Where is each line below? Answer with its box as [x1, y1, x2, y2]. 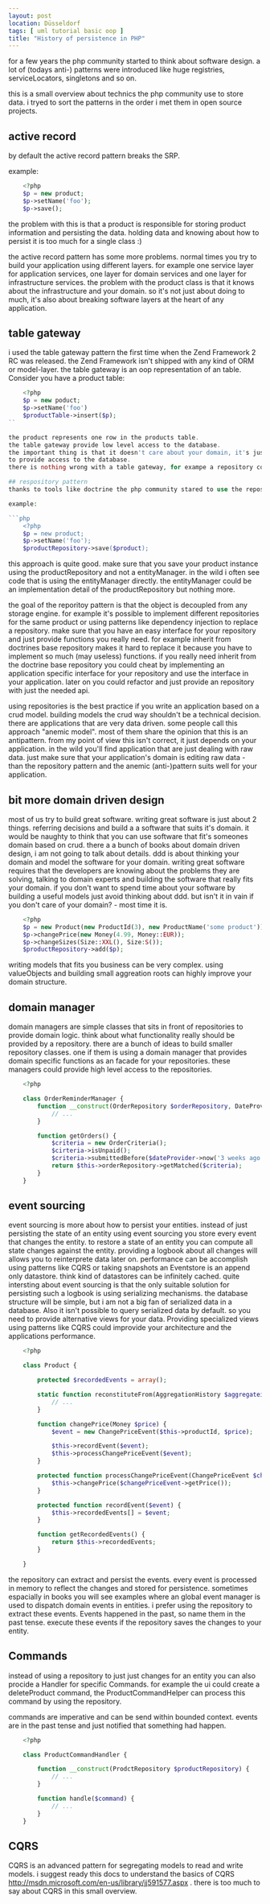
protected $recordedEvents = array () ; [37, 1376, 167, 1385]
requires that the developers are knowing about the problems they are [8, 865, 240, 875]
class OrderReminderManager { [22, 1095, 125, 1103]
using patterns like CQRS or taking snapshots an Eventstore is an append [8, 1263, 251, 1273]
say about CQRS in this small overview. [8, 1886, 137, 1896]
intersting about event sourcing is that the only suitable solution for [8, 1280, 230, 1290]
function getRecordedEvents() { [37, 1530, 146, 1538]
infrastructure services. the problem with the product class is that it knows [8, 277, 255, 287]
